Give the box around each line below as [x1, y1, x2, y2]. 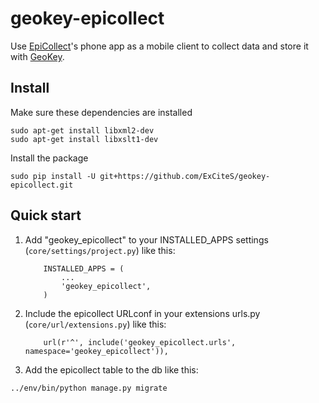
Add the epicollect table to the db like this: [24, 363, 199, 376]
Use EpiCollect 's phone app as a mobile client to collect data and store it [10, 40, 309, 52]
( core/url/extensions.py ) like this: [24, 318, 167, 330]
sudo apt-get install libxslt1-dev [10, 134, 159, 144]
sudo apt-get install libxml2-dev [10, 125, 155, 136]
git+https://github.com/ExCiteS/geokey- [99, 171, 271, 181]
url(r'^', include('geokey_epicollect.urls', [43, 337, 237, 347]
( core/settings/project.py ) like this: [24, 244, 176, 256]
